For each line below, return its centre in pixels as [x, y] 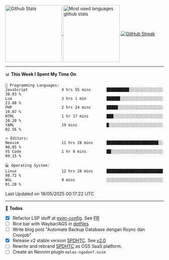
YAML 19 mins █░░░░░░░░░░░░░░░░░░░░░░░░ [84, 125]
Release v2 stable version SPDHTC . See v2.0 [59, 241]
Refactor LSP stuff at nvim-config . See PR [56, 218]
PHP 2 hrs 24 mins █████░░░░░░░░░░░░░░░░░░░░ [84, 108]
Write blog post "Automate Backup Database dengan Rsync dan [78, 230]
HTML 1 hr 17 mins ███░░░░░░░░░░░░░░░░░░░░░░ [84, 116]
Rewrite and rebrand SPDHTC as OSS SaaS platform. [67, 246]
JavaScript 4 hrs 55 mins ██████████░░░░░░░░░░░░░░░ [84, 90]
